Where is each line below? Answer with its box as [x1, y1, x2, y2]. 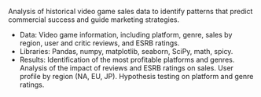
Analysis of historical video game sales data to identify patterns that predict [8, 7, 253, 16]
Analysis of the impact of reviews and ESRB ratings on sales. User [19, 63, 234, 73]
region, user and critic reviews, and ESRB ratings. [19, 38, 180, 48]
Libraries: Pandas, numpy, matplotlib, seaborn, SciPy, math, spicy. [19, 47, 233, 56]
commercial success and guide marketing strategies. [8, 15, 179, 24]
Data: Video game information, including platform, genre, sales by [19, 31, 233, 39]
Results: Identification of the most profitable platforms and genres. [19, 55, 235, 64]
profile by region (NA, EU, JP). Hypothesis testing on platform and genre [19, 72, 254, 81]
